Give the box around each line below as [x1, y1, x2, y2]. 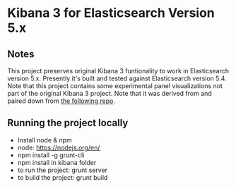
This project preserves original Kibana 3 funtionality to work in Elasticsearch [7, 67, 230, 75]
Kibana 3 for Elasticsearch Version [7, 5, 216, 21]
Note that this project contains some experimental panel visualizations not [7, 82, 223, 90]
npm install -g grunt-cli [17, 150, 85, 159]
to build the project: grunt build [17, 173, 108, 181]
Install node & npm [17, 135, 72, 144]
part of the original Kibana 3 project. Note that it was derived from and [7, 90, 212, 97]
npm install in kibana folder [17, 158, 97, 166]
